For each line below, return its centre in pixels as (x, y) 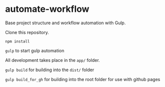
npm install (17, 41)
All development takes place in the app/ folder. (53, 60)
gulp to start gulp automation (35, 50)
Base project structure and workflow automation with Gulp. (65, 23)
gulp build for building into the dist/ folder (50, 70)
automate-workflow (47, 9)
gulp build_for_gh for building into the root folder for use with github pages (83, 79)
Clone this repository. (27, 32)
